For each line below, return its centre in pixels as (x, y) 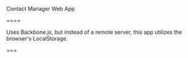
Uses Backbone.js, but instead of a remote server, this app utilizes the (94, 32)
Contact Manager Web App (41, 9)
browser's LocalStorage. (37, 38)
